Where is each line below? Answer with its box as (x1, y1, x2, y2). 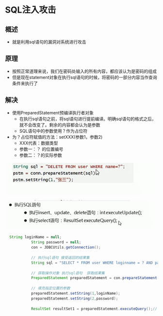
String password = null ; (31, 240, 81, 245)
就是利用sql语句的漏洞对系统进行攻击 (12, 39, 86, 45)
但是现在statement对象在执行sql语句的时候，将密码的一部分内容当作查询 (12, 74, 157, 80)
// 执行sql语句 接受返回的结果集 (31, 255, 90, 260)
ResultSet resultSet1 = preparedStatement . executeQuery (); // (31, 306, 158, 311)
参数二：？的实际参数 (19, 152, 62, 158)
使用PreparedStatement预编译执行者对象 (12, 110, 94, 115)
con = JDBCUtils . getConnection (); (31, 245, 101, 250)
